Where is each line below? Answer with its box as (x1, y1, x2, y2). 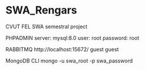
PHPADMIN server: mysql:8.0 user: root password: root (5, 34, 140, 41)
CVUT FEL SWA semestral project (5, 23, 88, 30)
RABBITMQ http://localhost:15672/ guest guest (5, 45, 119, 53)
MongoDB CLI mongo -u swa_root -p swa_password (5, 57, 133, 64)
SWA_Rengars (5, 4, 77, 17)
